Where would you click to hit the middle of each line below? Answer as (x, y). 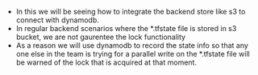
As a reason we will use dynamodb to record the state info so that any (132, 45)
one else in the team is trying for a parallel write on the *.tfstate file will (133, 54)
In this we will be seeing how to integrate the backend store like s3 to (131, 12)
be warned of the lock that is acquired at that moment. (106, 62)
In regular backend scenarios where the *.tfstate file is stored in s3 (126, 28)
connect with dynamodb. (57, 20)
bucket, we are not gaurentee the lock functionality (101, 37)
